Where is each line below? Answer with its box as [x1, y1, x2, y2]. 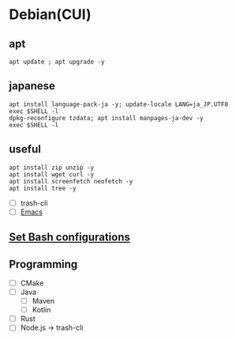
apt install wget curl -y [9, 170, 94, 179]
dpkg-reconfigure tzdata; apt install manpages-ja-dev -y [9, 114, 204, 122]
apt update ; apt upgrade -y [9, 58, 105, 66]
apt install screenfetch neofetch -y [9, 177, 133, 185]
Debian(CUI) [9, 6, 92, 24]
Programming [9, 257, 78, 270]
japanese [9, 79, 56, 93]
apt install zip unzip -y [9, 164, 94, 172]
